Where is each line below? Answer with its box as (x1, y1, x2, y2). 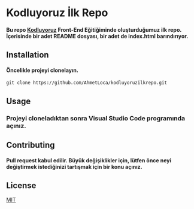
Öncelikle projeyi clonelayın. (6, 66, 79, 74)
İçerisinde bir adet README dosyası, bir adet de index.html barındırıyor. (6, 32, 189, 40)
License (6, 180, 37, 191)
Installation (6, 50, 49, 60)
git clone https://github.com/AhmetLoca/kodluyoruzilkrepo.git (6, 80, 168, 86)
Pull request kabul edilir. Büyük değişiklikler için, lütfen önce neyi (6, 156, 172, 164)
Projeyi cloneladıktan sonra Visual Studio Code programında (6, 114, 186, 122)
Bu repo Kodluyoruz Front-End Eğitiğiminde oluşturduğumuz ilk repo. (6, 26, 182, 33)
